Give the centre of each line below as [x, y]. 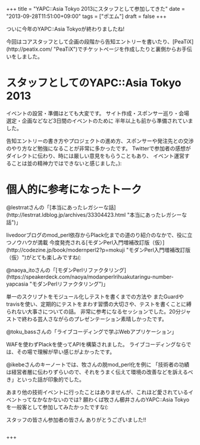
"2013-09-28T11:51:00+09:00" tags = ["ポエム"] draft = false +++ [86, 16]
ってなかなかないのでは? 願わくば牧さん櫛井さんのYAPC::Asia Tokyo [106, 400]
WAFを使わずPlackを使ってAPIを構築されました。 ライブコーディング [91, 344]
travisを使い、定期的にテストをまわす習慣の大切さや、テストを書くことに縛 [99, 304]
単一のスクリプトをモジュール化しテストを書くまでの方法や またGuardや [95, 296]
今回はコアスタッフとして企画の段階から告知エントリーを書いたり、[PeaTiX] [100, 42]
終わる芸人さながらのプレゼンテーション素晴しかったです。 [95, 319]
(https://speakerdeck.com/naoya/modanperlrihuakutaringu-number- [90, 277]
